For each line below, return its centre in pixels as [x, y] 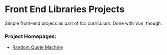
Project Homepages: [31, 36]
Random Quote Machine [37, 47]
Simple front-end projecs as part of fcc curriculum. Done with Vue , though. [83, 23]
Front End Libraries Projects [65, 9]
